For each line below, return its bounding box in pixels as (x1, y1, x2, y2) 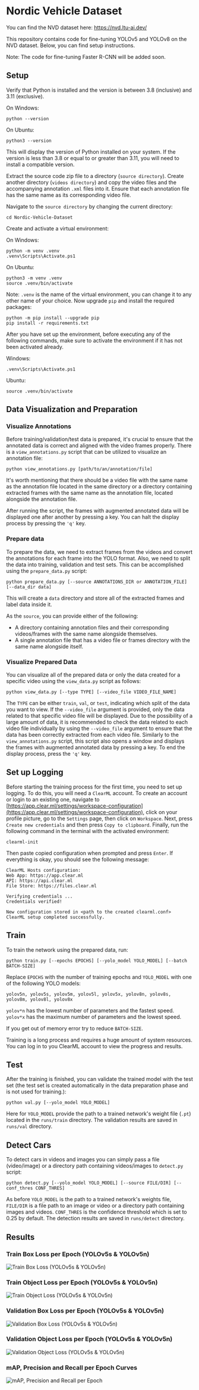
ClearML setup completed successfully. (6, 914, 105, 920)
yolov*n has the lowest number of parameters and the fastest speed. (6, 1006, 175, 1014)
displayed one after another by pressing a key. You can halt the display (6, 513, 179, 521)
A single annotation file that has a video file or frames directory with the (14, 636, 190, 644)
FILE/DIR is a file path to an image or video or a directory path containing (6, 1202, 185, 1210)
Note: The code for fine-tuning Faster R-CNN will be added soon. (6, 53, 166, 60)
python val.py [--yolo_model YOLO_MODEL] (6, 1100, 110, 1106)
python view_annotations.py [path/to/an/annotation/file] (6, 466, 153, 472)
